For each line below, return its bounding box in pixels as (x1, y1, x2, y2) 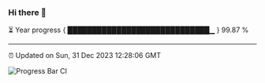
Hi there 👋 (8, 7, 47, 18)
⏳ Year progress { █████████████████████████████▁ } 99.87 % (8, 25, 249, 34)
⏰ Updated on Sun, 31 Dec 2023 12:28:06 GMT (8, 51, 162, 60)
